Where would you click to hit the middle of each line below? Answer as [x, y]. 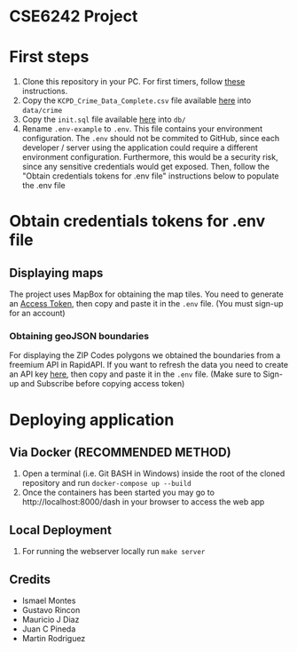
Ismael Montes [49, 600]
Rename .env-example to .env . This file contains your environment [142, 129]
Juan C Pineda [49, 629]
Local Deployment [61, 530]
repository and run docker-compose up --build [107, 483]
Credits [30, 579]
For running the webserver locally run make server [113, 552]
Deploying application [92, 420]
